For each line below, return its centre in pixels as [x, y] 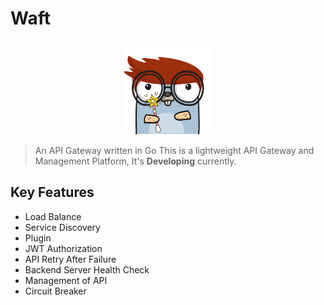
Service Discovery [62, 227]
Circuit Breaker [55, 291]
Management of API [66, 280]
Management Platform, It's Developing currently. [135, 161]
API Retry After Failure [70, 259]
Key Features [52, 192]
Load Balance [53, 216]
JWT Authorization [63, 248]
